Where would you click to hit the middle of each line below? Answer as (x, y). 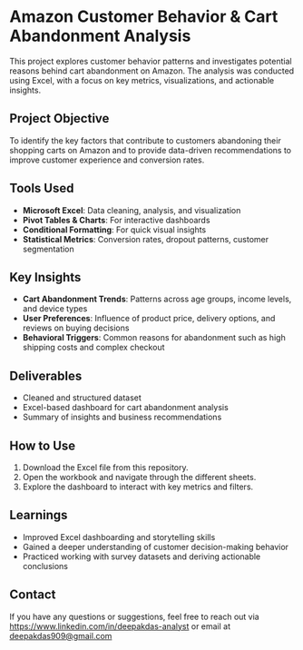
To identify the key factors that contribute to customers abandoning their (145, 140)
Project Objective (59, 118)
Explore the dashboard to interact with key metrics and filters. (138, 487)
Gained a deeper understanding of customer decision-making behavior (155, 547)
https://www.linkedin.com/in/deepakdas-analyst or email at (120, 626)
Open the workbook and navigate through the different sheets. (139, 477)
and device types (55, 309)
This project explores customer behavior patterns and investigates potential (151, 61)
